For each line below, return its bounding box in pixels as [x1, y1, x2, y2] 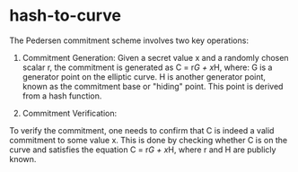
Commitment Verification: [22, 107, 118, 118]
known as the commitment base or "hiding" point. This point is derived [22, 81, 284, 91]
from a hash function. [22, 90, 102, 101]
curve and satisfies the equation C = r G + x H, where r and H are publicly [9, 144, 276, 155]
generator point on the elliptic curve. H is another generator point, [22, 71, 267, 82]
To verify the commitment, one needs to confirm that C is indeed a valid [9, 125, 275, 135]
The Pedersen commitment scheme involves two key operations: [9, 35, 250, 46]
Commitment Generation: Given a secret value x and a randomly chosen [22, 52, 289, 63]
